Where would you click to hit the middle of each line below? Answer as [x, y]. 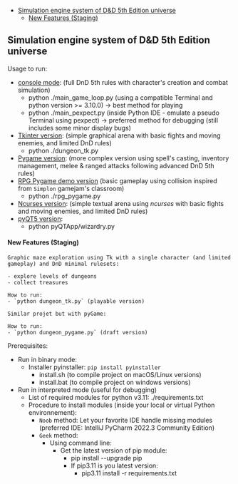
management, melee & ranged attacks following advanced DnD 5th [116, 165]
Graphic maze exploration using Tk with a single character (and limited [119, 258]
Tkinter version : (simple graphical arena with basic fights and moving [119, 135]
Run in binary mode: [47, 360]
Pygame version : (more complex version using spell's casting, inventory [123, 158]
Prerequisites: [28, 346]
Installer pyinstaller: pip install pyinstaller [95, 367]
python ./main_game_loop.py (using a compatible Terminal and [120, 97]
